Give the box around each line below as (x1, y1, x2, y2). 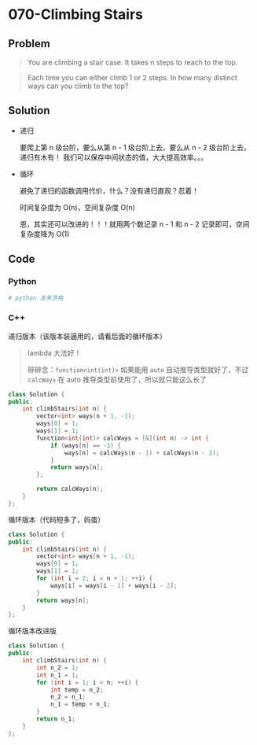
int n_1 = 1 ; (36, 671, 79, 679)
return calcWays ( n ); (36, 485, 104, 493)
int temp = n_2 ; (50, 686, 104, 694)
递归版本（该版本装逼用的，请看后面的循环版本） (8, 331, 167, 341)
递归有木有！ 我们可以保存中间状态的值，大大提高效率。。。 (19, 152, 208, 162)
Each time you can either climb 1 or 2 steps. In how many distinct (27, 73, 237, 82)
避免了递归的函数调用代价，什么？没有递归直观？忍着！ (19, 186, 199, 195)
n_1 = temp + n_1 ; (50, 700, 111, 709)
